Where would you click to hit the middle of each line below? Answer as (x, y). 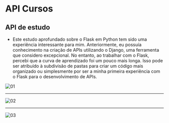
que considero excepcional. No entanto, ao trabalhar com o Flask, (81, 55)
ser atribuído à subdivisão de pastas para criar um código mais (78, 66)
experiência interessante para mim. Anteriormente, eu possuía (77, 45)
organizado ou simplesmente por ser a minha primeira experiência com (86, 71)
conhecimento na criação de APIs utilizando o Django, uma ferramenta (86, 50)
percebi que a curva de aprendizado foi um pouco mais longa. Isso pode (88, 60)
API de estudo (28, 27)
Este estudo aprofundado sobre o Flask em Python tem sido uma (80, 39)
